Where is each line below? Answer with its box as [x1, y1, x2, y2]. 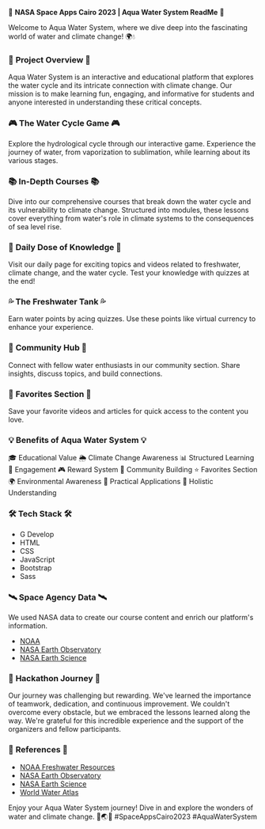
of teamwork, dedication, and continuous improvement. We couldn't [8, 699, 230, 709]
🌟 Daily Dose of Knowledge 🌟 [8, 241, 122, 252]
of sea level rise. [8, 221, 62, 231]
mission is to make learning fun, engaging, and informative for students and [8, 89, 255, 99]
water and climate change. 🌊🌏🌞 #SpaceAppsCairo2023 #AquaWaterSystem [8, 812, 257, 821]
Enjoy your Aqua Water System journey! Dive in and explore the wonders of [8, 803, 254, 812]
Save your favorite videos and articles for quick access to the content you [8, 407, 249, 416]
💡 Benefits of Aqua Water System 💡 [8, 435, 147, 445]
